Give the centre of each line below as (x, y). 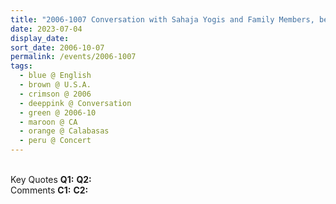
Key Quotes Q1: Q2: (51, 179)
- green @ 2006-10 (58, 112)
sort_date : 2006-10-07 (57, 47)
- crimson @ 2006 (55, 94)
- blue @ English (55, 76)
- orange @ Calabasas (64, 131)
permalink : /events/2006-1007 (73, 57)
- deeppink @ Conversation (75, 103)
